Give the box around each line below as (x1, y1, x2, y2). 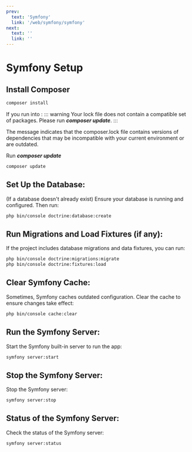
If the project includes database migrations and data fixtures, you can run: (6, 245, 186, 252)
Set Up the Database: (6, 180, 86, 190)
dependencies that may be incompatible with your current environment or (6, 134, 185, 141)
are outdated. (6, 140, 39, 147)
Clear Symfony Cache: (6, 278, 91, 288)
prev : (6, 8, 19, 15)
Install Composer (6, 85, 70, 95)
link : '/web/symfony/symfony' (11, 19, 85, 25)
